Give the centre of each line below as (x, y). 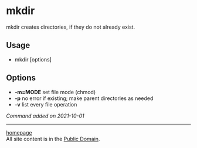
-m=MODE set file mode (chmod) (55, 92)
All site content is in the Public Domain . (53, 139)
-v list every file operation (46, 104)
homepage (19, 132)
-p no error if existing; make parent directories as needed (84, 98)
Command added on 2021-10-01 (45, 116)
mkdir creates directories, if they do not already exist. (71, 27)
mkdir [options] (33, 59)
